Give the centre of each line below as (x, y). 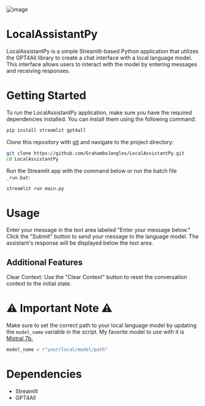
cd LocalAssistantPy (33, 159)
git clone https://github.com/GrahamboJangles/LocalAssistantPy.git (95, 153)
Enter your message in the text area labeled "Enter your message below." (99, 230)
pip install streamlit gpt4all (46, 130)
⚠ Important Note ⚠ (60, 308)
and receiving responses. (38, 71)
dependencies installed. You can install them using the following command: (101, 119)
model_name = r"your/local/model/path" (57, 350)
